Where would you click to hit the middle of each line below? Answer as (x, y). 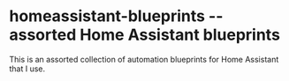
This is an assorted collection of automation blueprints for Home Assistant (144, 59)
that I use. (27, 69)
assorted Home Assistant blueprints (145, 35)
